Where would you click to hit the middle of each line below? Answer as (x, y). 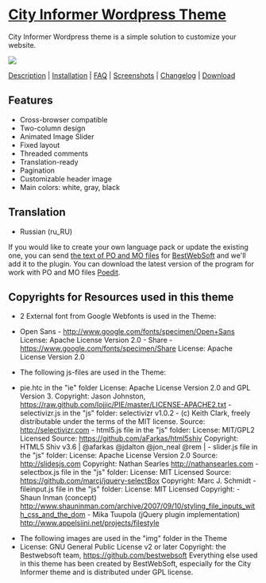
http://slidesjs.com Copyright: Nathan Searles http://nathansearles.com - (139, 464)
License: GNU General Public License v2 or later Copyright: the (123, 547)
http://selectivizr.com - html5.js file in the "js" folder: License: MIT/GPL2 (137, 430)
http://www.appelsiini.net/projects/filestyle (90, 523)
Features (31, 101)
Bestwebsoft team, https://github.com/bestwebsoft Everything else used (139, 555)
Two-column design (52, 128)
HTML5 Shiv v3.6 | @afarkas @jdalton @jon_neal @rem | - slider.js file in (139, 447)
